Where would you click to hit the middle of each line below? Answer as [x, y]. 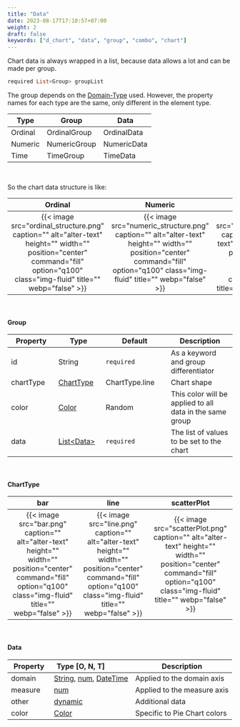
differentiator [193, 371]
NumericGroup [71, 144]
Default [135, 341]
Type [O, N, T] [81, 666]
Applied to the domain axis [180, 678]
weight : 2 [22, 27]
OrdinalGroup [69, 132]
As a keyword [194, 353]
